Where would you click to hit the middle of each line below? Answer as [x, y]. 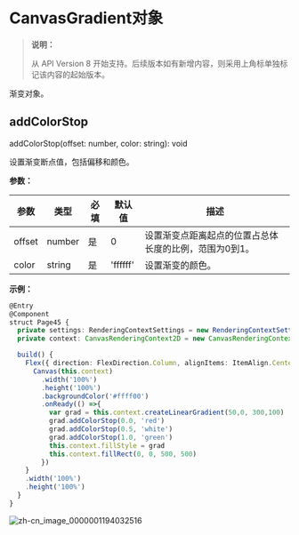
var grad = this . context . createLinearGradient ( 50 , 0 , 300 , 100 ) [166, 413]
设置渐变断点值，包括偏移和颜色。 [72, 162]
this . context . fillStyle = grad [107, 445]
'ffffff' [123, 265]
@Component [29, 314]
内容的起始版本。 [78, 74]
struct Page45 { [39, 322]
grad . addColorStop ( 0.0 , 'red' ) [107, 421]
